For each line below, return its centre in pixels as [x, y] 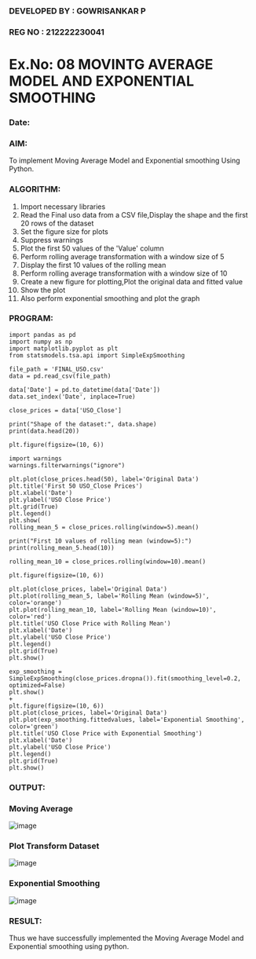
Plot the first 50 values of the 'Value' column [92, 248]
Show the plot [43, 290]
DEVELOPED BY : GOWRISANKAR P [77, 11]
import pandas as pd [43, 335]
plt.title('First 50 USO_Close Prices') [76, 486]
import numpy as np [41, 342]
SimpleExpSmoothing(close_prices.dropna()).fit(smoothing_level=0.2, [125, 678]
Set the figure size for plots [64, 231]
